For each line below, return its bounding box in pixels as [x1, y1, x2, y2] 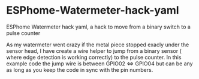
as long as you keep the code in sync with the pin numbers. [6, 66, 153, 73]
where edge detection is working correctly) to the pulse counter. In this [6, 53, 182, 61]
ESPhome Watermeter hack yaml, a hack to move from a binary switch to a [6, 23, 191, 30]
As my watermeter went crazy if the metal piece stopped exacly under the [6, 41, 189, 48]
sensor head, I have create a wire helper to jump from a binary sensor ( [6, 47, 182, 54]
